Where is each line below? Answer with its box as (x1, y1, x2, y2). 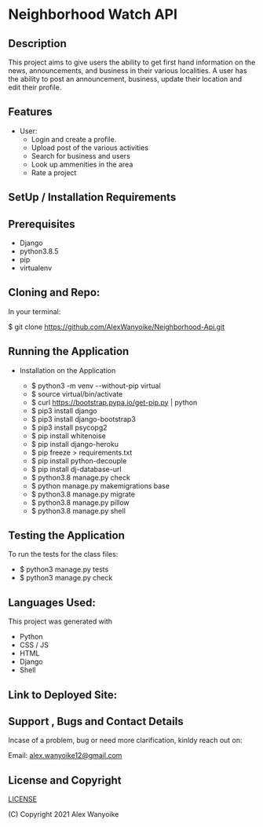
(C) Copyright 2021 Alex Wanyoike (8, 810, 119, 819)
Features (8, 105, 53, 119)
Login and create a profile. (31, 134, 117, 144)
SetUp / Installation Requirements (8, 191, 177, 204)
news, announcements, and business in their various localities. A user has (8, 66, 247, 75)
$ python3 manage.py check (19, 573, 113, 583)
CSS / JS (19, 640, 49, 650)
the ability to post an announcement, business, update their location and (8, 75, 243, 83)
